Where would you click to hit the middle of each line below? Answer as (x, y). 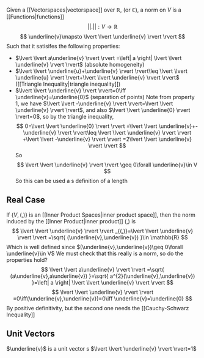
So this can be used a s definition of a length (71, 181)
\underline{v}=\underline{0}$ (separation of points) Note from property (105, 97)
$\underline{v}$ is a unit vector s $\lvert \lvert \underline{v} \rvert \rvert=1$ (101, 348)
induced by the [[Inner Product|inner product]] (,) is (71, 221)
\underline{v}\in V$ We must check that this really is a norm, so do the (95, 253)
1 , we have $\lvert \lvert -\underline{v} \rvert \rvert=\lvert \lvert (94, 103)
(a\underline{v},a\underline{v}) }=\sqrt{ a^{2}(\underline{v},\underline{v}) (103, 276)
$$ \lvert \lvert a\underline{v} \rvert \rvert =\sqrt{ (103, 269)
